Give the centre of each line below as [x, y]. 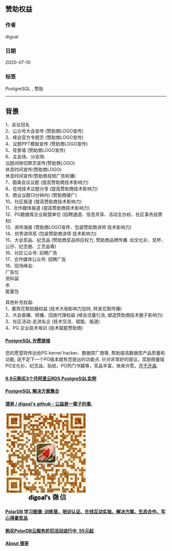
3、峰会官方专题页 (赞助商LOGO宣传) [45, 137]
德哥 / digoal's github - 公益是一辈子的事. [49, 404]
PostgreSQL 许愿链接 [28, 341]
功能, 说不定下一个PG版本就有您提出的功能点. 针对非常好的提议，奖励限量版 [85, 359]
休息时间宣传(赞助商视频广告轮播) [41, 176]
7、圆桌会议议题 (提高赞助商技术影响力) [47, 182]
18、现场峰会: [20, 266]
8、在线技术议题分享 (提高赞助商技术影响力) [52, 189]
